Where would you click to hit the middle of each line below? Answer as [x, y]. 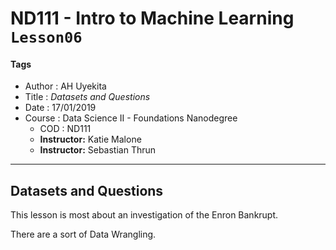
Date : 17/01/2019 [60, 108]
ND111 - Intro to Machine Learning [152, 18]
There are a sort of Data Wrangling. [83, 234]
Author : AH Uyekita [65, 86]
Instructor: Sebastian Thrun [98, 150]
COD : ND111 [65, 129]
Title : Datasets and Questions [87, 97]
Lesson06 [46, 37]
